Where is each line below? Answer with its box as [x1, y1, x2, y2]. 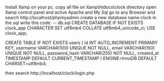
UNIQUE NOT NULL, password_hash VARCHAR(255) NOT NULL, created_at [5, 50, 159, 56]
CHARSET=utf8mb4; [5, 61, 47, 66]
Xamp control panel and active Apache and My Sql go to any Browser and [5, 9, 156, 15]
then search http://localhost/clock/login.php [5, 70, 95, 76]
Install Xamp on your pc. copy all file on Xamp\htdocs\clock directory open [5, 4, 157, 10]
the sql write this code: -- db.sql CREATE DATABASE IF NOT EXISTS [5, 20, 143, 26]
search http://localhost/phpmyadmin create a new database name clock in [5, 15, 157, 20]
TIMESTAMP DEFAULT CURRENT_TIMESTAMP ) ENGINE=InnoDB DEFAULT [5, 55, 157, 61]
